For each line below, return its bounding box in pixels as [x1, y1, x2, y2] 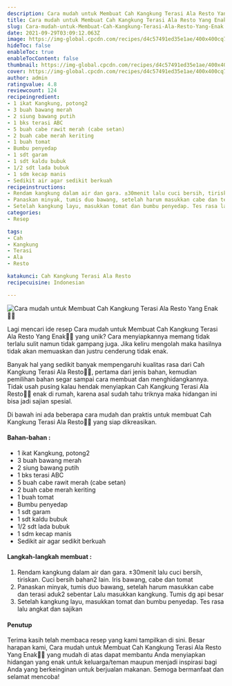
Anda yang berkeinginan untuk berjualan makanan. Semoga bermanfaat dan [7, 665, 224, 674]
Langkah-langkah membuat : [7, 553, 92, 561]
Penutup [7, 620, 32, 629]
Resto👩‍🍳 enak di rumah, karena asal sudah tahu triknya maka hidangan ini [7, 390, 217, 398]
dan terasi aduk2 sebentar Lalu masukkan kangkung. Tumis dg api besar [17, 590, 224, 598]
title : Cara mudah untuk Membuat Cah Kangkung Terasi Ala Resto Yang [7, 17, 212, 23]
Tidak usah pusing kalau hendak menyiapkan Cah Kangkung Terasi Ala [7, 382, 209, 390]
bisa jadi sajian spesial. [7, 397, 72, 405]
